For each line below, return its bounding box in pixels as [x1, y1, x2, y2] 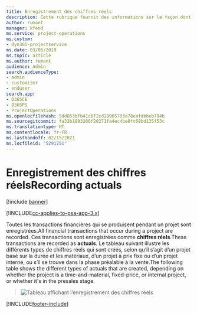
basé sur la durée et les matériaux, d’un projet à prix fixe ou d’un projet [6, 252, 178, 259]
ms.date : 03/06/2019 [6, 47, 57, 53]
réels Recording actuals [6, 178, 122, 192]
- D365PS [6, 102, 28, 108]
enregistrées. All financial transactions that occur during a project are [6, 227, 173, 234]
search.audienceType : [6, 69, 60, 75]
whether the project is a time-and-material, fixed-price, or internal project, [6, 271, 186, 278]
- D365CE [6, 96, 28, 102]
